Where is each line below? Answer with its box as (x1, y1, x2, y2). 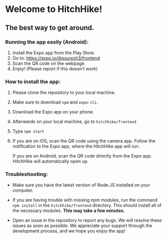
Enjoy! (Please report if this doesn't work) (12, 65, 98, 71)
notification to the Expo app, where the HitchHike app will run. (12, 143, 140, 149)
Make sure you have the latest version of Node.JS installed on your (12, 182, 151, 188)
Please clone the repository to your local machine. (12, 89, 116, 95)
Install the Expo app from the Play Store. (12, 49, 95, 55)
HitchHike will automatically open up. (12, 158, 89, 164)
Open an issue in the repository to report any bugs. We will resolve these (12, 217, 162, 223)
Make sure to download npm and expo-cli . (12, 99, 98, 105)
